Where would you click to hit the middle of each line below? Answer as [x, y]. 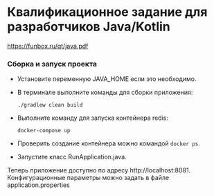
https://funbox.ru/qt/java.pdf [48, 46]
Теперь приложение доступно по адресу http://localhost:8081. [99, 170]
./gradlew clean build [50, 105]
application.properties [39, 185]
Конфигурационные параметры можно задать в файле [88, 178]
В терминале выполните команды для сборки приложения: [105, 92]
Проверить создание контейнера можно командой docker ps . [109, 143]
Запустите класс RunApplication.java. [72, 157]
